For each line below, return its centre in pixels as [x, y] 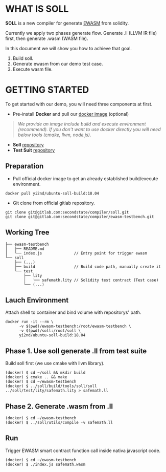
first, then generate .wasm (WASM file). [47, 38]
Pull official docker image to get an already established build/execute [85, 178]
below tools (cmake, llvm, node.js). [54, 135]
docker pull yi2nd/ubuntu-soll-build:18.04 [52, 193]
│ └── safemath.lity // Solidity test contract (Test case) [91, 280]
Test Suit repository [34, 150]
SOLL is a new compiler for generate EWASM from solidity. [67, 23]
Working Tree [27, 233]
